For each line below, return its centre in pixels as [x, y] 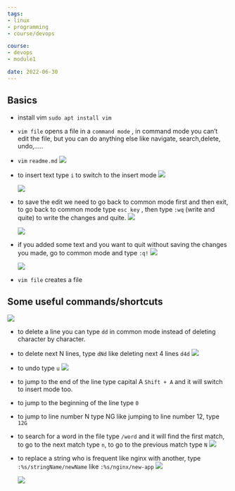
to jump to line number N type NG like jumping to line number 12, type [118, 416]
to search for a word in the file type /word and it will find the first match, [121, 436]
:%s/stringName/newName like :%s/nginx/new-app [86, 467]
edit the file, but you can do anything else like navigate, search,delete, [119, 139]
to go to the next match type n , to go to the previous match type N [112, 445]
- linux [19, 20]
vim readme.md [37, 161]
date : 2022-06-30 [33, 72]
